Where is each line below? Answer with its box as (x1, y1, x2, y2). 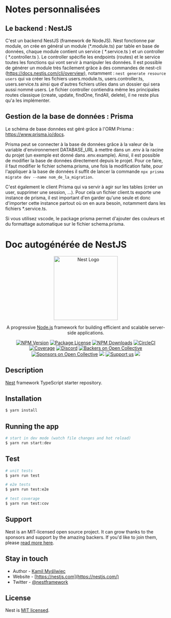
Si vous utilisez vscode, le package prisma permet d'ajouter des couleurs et (5, 215, 165, 221)
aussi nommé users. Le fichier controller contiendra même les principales (5, 87, 160, 93)
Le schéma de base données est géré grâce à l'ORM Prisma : (5, 125, 134, 132)
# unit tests (5, 468, 33, 473)
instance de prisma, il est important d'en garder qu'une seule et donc (5, 195, 151, 201)
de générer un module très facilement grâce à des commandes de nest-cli (5, 65, 162, 71)
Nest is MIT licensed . (5, 607, 50, 613)
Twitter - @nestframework (12, 579, 68, 585)
